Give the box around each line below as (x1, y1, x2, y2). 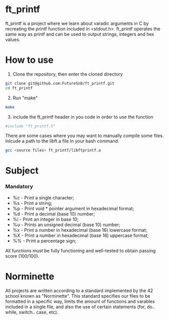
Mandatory (5, 183, 33, 190)
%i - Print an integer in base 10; (12, 216, 79, 222)
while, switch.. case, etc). (5, 309, 58, 315)
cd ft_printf (5, 85, 33, 91)
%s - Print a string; (12, 200, 52, 206)
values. (5, 37, 20, 43)
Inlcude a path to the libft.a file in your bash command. (5, 138, 119, 144)
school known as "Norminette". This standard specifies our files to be (5, 293, 151, 299)
